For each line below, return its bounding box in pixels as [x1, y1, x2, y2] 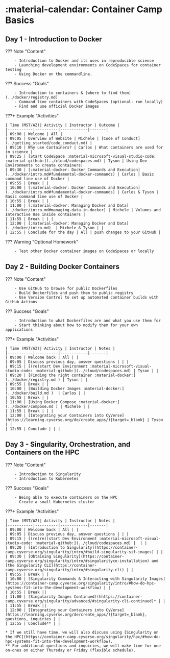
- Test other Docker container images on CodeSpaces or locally [14, 249, 154, 254]
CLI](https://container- [44, 563, 97, 568]
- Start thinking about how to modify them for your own [14, 323, 138, 328]
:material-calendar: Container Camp [5, 4, 162, 15]
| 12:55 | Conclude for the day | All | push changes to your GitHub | [5, 230, 161, 235]
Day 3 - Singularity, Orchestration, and [5, 440, 131, 449]
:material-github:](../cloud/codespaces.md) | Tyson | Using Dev [5, 158, 147, 163]
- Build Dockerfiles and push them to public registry [14, 290, 134, 296]
